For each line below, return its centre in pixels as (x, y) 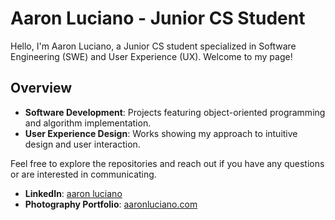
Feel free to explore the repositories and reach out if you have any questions (167, 163)
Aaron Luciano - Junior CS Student (158, 18)
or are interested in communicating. (83, 174)
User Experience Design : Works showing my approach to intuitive (161, 133)
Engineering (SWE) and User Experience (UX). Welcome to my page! (151, 56)
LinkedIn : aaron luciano (73, 193)
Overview (41, 88)
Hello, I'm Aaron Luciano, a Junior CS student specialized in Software (153, 46)
